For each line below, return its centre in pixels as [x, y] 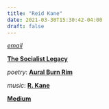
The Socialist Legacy [38, 59]
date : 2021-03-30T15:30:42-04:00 [55, 20]
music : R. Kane [28, 86]
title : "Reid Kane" [35, 13]
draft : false [26, 26]
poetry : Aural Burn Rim [40, 72]
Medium [19, 99]
